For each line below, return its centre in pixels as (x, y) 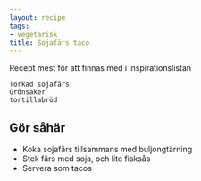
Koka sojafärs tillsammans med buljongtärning (107, 150)
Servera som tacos (57, 168)
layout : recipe (38, 17)
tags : (19, 26)
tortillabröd (33, 100)
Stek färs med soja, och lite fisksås (86, 159)
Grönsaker (28, 92)
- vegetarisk (33, 34)
